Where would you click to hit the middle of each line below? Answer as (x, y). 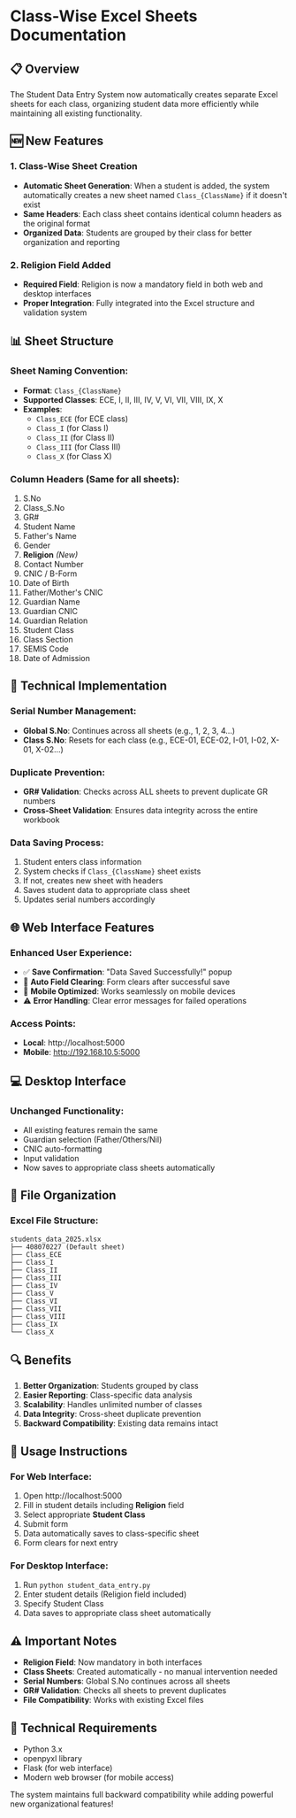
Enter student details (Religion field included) (105, 1594)
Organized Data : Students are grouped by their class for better (137, 233)
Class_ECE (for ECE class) (82, 419)
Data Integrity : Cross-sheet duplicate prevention (112, 1414)
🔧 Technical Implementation (88, 686)
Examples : (42, 409)
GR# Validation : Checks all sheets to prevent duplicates (125, 1691)
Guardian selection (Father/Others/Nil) (92, 1139)
